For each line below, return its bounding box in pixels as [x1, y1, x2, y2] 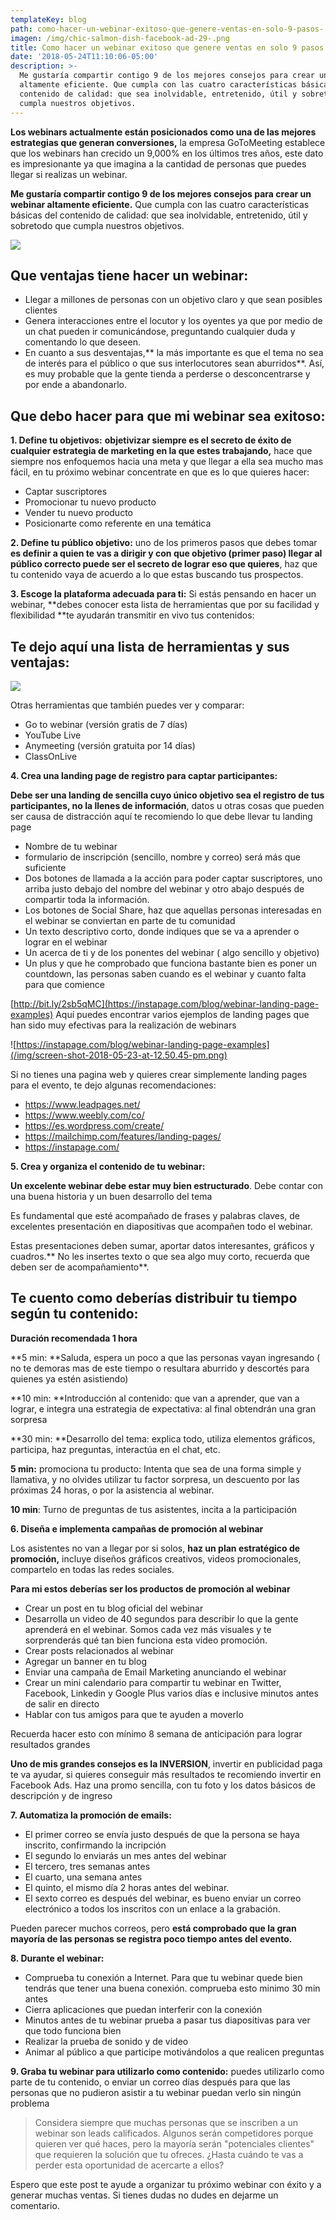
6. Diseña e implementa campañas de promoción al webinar [10, 1522, 264, 1535]
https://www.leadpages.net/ [24, 1098, 141, 1110]
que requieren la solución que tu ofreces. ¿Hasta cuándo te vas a [34, 2148, 304, 2160]
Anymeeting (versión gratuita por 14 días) [24, 739, 196, 751]
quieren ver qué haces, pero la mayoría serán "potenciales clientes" [34, 2137, 315, 2150]
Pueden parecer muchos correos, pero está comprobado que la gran [10, 1922, 297, 1934]
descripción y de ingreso [10, 1789, 113, 1801]
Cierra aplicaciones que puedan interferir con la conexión [24, 2003, 263, 2015]
